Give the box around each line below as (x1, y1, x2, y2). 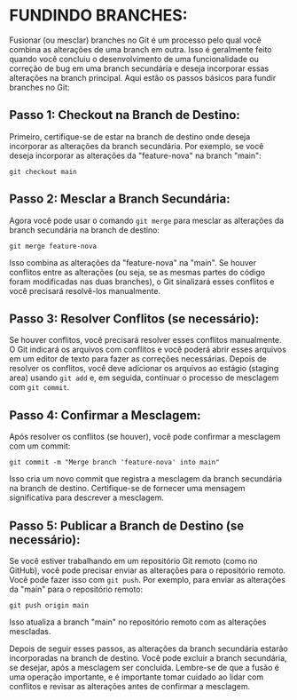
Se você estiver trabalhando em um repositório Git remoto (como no (9, 556, 258, 566)
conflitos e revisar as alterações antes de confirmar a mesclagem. (9, 681, 251, 691)
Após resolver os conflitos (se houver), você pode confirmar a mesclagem (9, 432, 281, 442)
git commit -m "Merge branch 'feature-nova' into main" (9, 458, 220, 467)
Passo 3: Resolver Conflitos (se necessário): (9, 311, 260, 326)
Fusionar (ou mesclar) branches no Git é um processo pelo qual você (9, 35, 262, 45)
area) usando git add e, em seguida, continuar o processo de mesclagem (9, 372, 279, 383)
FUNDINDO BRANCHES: (9, 5, 188, 26)
